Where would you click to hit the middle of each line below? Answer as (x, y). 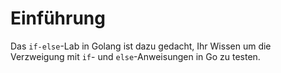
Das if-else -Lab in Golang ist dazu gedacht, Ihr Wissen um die (141, 46)
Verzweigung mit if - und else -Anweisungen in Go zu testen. (135, 56)
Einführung (58, 18)
